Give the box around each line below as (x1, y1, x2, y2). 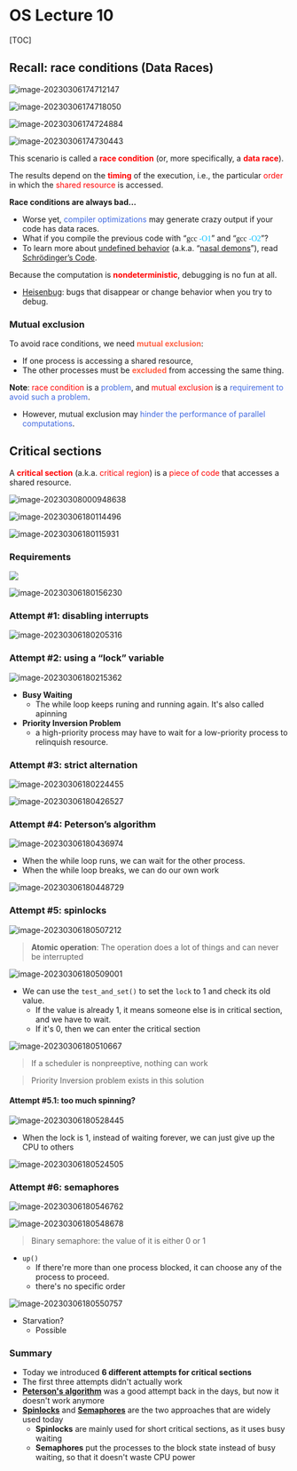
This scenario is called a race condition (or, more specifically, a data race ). (9, 153, 285, 163)
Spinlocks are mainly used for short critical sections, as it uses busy (35, 1424, 285, 1435)
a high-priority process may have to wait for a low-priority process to (35, 727, 288, 738)
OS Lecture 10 (9, 5, 114, 26)
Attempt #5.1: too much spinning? (9, 1095, 136, 1106)
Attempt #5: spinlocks (9, 905, 107, 917)
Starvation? (21, 1316, 65, 1326)
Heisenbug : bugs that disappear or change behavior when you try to (21, 286, 272, 297)
